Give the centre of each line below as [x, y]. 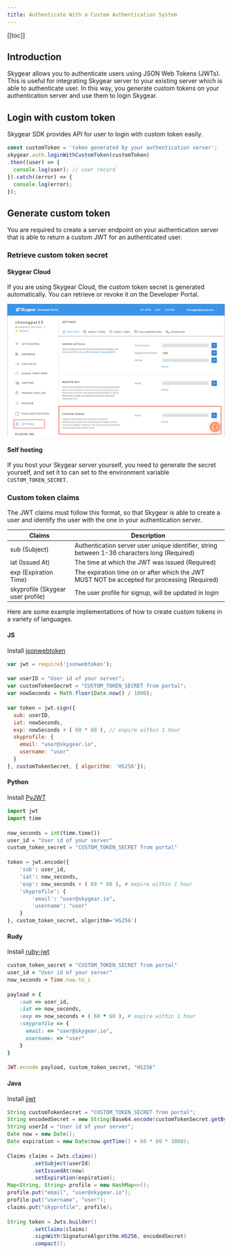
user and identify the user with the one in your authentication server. [105, 520]
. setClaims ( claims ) [60, 1229]
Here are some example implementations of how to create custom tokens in [115, 612]
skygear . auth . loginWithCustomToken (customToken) [78, 155]
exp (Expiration [32, 572]
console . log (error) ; [43, 184]
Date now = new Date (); [41, 1134]
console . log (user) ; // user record [65, 170]
